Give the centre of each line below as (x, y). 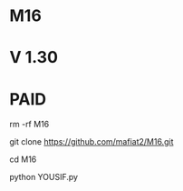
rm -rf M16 (29, 125)
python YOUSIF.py (44, 177)
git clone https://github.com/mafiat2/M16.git (91, 142)
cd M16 (23, 159)
